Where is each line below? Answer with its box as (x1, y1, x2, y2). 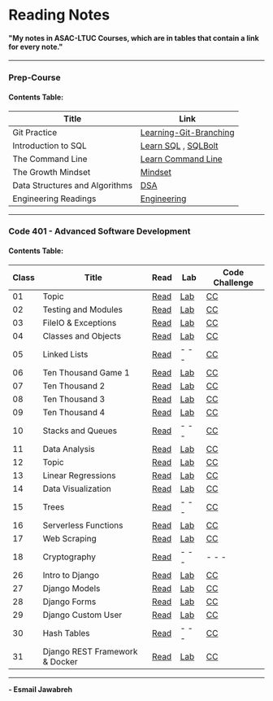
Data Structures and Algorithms (12, 179, 132, 191)
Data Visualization (42, 483, 112, 494)
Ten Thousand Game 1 (42, 366, 130, 378)
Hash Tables (42, 627, 91, 638)
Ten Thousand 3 (42, 393, 106, 405)
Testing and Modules (42, 304, 123, 315)
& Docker (42, 655, 79, 667)
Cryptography (42, 551, 96, 563)
